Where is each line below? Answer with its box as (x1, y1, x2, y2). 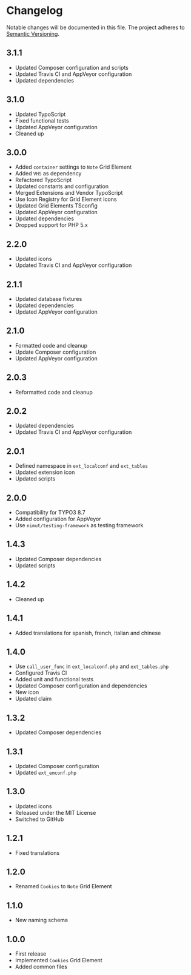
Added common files (15, 963, 68, 970)
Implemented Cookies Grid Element (15, 957, 102, 963)
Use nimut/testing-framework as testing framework (15, 522, 144, 529)
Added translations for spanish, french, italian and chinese (15, 629, 161, 636)
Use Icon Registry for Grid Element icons (15, 195, 117, 203)
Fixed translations (15, 849, 60, 856)
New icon (15, 689, 39, 696)
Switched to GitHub (15, 815, 64, 823)
